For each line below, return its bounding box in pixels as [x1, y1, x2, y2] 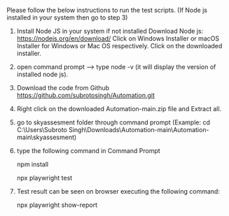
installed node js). [16, 70, 69, 78]
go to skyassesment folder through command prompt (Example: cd [16, 118, 211, 127]
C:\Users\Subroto [16, 126, 67, 134]
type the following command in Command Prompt [16, 147, 160, 154]
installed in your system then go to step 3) [6, 13, 128, 22]
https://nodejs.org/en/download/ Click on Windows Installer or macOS [16, 34, 220, 43]
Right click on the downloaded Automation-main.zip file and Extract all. [16, 105, 222, 113]
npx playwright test [16, 174, 73, 182]
